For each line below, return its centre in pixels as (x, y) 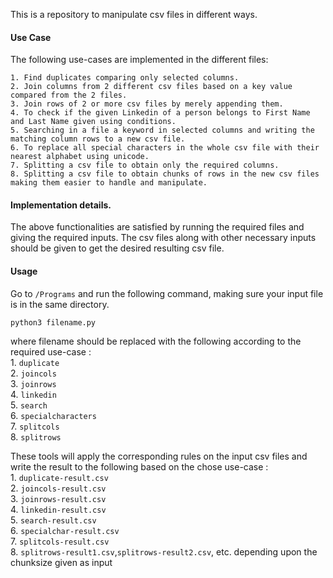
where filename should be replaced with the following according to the (156, 341)
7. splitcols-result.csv (60, 541)
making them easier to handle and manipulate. (109, 183)
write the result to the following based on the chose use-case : (139, 467)
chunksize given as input (61, 563)
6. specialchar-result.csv (65, 531)
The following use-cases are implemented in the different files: (139, 60)
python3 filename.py (53, 322)
